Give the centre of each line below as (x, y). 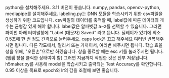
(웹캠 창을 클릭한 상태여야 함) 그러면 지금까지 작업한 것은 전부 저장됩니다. (77, 58)
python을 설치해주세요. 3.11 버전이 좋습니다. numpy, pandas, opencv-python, (83, 7)
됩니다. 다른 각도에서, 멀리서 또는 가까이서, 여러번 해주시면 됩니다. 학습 (84, 45)
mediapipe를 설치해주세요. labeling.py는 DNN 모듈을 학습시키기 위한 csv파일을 (84, 14)
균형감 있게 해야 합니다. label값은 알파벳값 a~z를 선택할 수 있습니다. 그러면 (88, 26)
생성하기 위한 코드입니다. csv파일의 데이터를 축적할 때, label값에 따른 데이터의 (82, 20)
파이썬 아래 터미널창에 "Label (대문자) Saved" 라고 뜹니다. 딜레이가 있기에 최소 (83, 32)
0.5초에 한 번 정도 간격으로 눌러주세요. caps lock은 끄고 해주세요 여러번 (76, 39)
